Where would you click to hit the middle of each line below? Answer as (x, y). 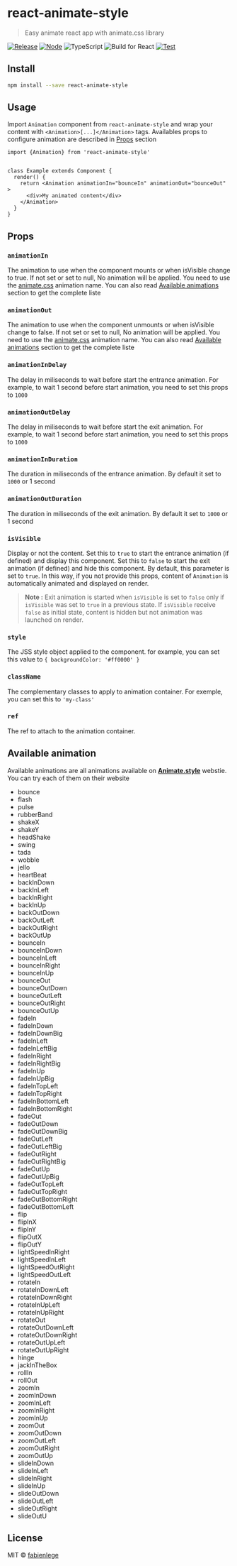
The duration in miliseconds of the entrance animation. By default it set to (114, 474)
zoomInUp (33, 1418)
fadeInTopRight (40, 1093)
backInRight (35, 897)
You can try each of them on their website (68, 778)
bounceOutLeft (40, 995)
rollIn (25, 1372)
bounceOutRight (41, 1003)
